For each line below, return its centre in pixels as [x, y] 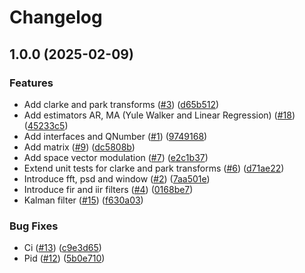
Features [31, 83]
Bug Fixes [34, 226]
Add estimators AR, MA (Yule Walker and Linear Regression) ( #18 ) [159, 115]
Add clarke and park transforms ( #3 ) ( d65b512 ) [121, 104]
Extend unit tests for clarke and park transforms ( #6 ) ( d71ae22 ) [154, 168]
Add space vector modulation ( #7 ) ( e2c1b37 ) [116, 157]
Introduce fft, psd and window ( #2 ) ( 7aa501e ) [117, 178]
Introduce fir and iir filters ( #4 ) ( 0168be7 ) [108, 189]
